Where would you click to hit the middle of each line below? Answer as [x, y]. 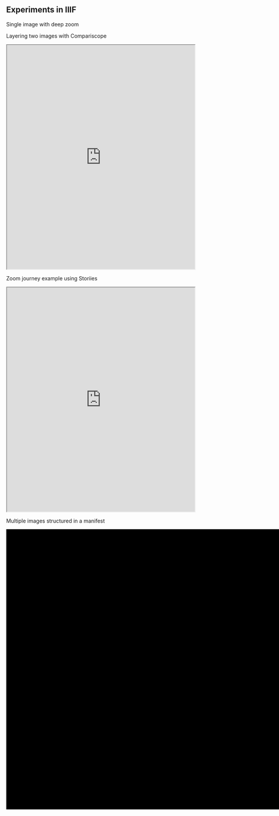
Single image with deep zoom [43, 24]
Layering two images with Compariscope [57, 36]
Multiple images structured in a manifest [56, 521]
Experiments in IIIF [41, 10]
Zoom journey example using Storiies [52, 278]
